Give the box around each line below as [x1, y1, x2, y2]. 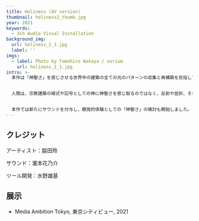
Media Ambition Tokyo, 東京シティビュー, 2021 [14, 208, 129, 215]
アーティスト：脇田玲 [6, 146, 58, 154]
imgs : [6, 53, 20, 59]
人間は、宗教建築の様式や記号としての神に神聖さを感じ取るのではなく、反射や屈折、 [11, 91, 188, 97]
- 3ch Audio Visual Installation [11, 31, 94, 37]
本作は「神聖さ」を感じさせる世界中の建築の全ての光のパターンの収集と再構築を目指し [11, 75, 192, 81]
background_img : [6, 36, 46, 42]
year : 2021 [6, 20, 33, 25]
